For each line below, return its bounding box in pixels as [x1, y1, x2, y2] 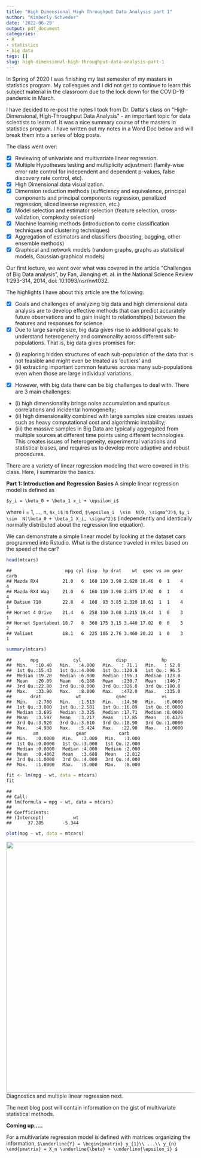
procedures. [14, 451, 45, 458]
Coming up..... [6, 1122, 43, 1129]
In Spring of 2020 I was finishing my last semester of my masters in [6, 75, 172, 83]
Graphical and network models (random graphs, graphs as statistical [14, 246, 184, 253]
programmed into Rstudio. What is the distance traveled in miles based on [6, 539, 188, 546]
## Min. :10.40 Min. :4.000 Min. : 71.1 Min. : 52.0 [6, 662, 181, 668]
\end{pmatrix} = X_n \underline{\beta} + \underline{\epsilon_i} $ [6, 1146, 178, 1152]
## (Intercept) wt [6, 814, 79, 821]
